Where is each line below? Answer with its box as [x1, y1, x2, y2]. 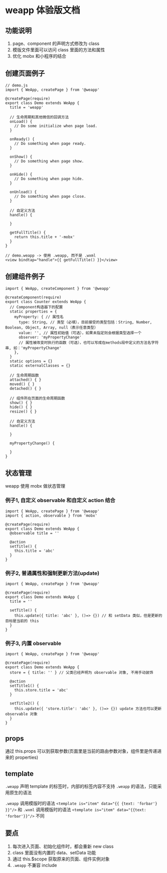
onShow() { [10, 154, 33, 159]
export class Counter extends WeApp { [5, 299, 86, 304]
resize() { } [10, 409, 37, 414]
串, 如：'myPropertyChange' [5, 345, 62, 350]
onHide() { [10, 172, 33, 177]
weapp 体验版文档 [5, 5, 80, 16]
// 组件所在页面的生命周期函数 [10, 395, 65, 401]
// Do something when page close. [14, 194, 86, 199]
